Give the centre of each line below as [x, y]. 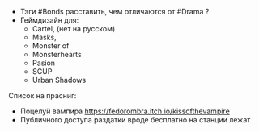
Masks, [44, 37]
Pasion [43, 63]
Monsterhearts [57, 54]
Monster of [51, 46]
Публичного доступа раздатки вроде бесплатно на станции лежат [135, 120]
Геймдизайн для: [49, 20]
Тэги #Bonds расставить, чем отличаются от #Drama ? [115, 12]
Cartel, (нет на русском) [74, 29]
